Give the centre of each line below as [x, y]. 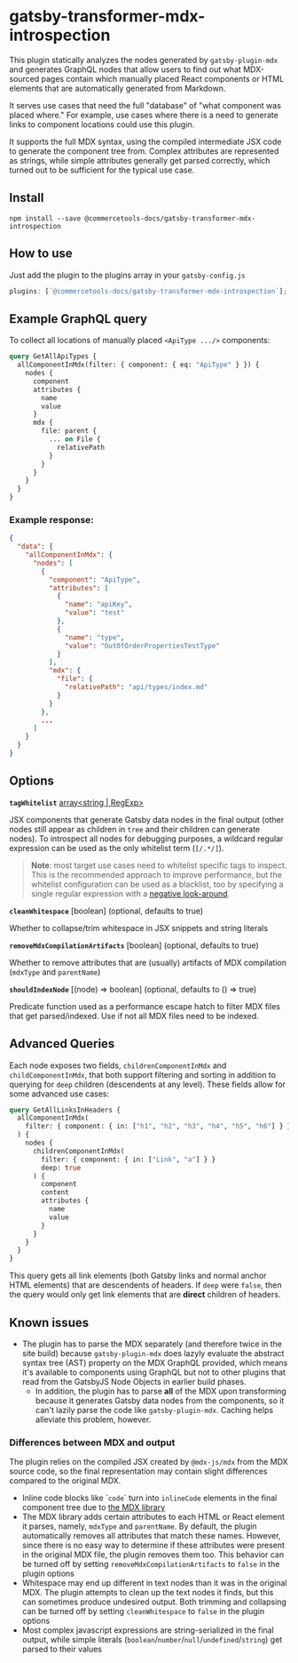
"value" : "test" [95, 613]
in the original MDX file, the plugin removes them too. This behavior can [153, 1555]
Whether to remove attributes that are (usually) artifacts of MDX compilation [148, 962]
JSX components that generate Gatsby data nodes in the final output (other [147, 819]
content [55, 1193]
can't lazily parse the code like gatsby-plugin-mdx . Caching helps [154, 1410]
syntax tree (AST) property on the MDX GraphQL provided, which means [155, 1362]
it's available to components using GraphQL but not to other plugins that [154, 1372]
